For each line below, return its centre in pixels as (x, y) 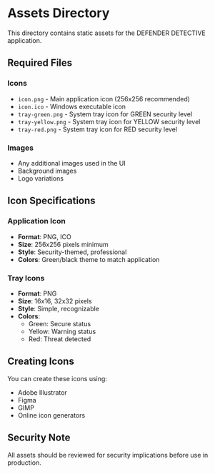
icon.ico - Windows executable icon (72, 106)
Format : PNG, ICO (44, 236)
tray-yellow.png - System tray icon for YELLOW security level (109, 121)
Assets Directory (59, 13)
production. (24, 463)
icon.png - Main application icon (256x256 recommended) (104, 99)
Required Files (40, 63)
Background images (47, 171)
